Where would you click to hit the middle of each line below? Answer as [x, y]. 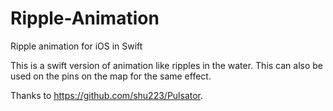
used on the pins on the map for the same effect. [111, 76]
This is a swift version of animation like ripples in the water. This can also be [167, 65]
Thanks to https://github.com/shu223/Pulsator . [107, 95]
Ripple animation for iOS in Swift [76, 46]
